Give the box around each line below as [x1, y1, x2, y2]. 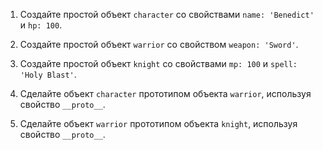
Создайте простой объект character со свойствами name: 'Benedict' [19, 9, 315, 20]
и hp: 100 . [19, 19, 63, 31]
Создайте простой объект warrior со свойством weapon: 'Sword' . [19, 39, 299, 50]
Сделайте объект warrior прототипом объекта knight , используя [19, 118, 298, 129]
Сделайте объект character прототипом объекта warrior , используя [19, 88, 312, 99]
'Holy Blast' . [19, 69, 77, 80]
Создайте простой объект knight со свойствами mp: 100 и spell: [19, 58, 298, 69]
